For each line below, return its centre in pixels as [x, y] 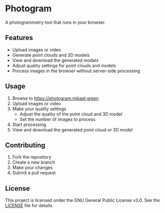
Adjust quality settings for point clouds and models [64, 65]
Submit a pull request [34, 173]
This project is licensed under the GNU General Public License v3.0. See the [82, 200]
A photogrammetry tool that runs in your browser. [56, 22]
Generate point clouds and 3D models [51, 55]
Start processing [29, 125]
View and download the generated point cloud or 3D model [72, 129]
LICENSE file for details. [29, 206]
